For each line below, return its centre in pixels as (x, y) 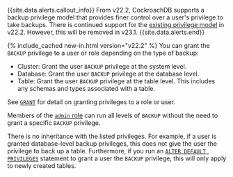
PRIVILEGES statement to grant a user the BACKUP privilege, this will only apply (117, 158)
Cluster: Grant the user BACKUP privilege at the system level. (102, 66)
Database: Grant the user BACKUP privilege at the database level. (108, 74)
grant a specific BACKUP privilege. (54, 123)
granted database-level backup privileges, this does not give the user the (112, 144)
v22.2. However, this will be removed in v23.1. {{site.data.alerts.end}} (106, 32)
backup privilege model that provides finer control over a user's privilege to (115, 17)
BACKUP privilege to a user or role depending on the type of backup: (103, 53)
